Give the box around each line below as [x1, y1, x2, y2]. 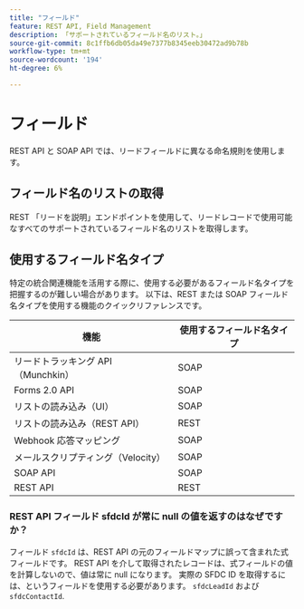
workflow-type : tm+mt [9, 47, 91, 56]
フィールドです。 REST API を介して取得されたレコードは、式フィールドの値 [9, 557, 294, 568]
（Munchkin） [14, 369, 75, 382]
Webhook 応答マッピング [14, 434, 120, 447]
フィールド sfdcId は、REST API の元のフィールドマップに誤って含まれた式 [9, 546, 290, 557]
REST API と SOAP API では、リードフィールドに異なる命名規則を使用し [9, 145, 278, 156]
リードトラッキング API [14, 355, 113, 368]
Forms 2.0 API [14, 384, 75, 397]
